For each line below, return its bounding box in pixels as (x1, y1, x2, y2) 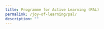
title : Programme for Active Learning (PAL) (5, 7, 99, 12)
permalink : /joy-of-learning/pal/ (5, 12, 77, 17)
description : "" (5, 16, 39, 21)
